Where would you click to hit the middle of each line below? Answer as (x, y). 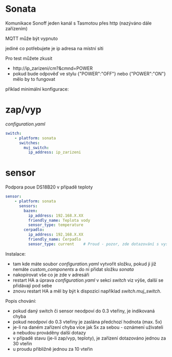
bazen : (31, 211)
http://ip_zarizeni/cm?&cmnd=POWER (53, 68)
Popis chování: (21, 301)
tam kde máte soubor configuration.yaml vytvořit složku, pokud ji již (84, 264)
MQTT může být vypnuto (31, 38)
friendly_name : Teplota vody (59, 220)
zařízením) (17, 28)
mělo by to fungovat (34, 79)
